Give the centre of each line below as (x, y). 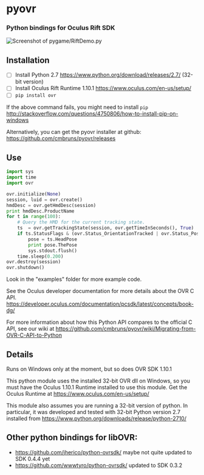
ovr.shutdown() (25, 268)
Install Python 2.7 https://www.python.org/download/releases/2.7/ (98, 75)
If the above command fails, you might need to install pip (77, 107)
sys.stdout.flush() (53, 251)
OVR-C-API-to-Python (34, 335)
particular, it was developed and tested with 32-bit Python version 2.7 (93, 412)
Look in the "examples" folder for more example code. (74, 280)
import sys (20, 172)
